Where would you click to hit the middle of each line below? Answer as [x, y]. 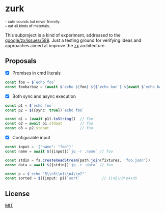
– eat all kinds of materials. [27, 26]
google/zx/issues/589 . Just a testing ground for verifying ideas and [73, 40]
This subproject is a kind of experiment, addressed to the [63, 35]
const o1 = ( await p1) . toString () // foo [49, 119]
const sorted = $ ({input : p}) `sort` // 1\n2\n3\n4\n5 [71, 178]
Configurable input [31, 137]
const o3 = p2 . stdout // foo [49, 128]
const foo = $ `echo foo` [30, 82]
